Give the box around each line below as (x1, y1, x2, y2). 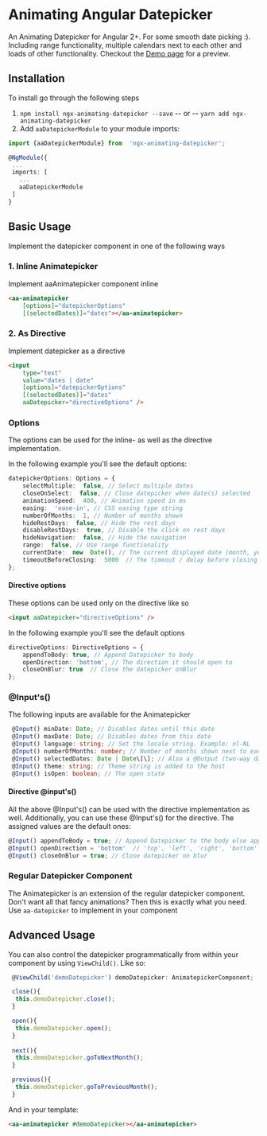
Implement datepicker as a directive (8, 346, 126, 356)
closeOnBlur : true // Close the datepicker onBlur (22, 666, 197, 674)
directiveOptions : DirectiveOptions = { (8, 643, 145, 652)
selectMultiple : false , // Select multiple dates (22, 482, 194, 490)
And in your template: (8, 1104, 79, 1115)
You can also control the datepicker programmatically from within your (8, 949, 239, 959)
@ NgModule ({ (8, 154, 48, 161)
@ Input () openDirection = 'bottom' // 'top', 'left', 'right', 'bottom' (8, 844, 258, 852)
